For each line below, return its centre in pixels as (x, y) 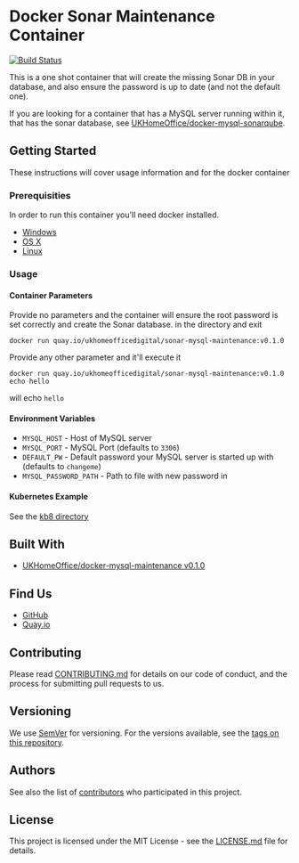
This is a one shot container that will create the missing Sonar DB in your (142, 77)
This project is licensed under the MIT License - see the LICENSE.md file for (149, 841)
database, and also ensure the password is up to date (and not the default (145, 86)
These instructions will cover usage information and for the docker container (149, 172)
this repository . (37, 742)
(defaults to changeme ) (62, 467)
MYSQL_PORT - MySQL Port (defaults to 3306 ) (101, 448)
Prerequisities (40, 195)
